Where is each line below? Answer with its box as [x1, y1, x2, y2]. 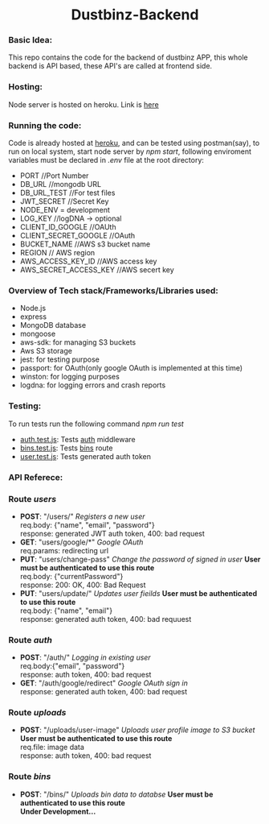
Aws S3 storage [19, 346, 72, 356]
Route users [8, 493, 57, 504]
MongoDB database [19, 321, 87, 330]
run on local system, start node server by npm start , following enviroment [8, 147, 251, 156]
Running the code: [8, 119, 82, 130]
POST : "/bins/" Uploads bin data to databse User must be [19, 789, 214, 799]
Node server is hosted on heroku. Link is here [8, 99, 159, 110]
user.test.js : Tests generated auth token [19, 451, 151, 461]
